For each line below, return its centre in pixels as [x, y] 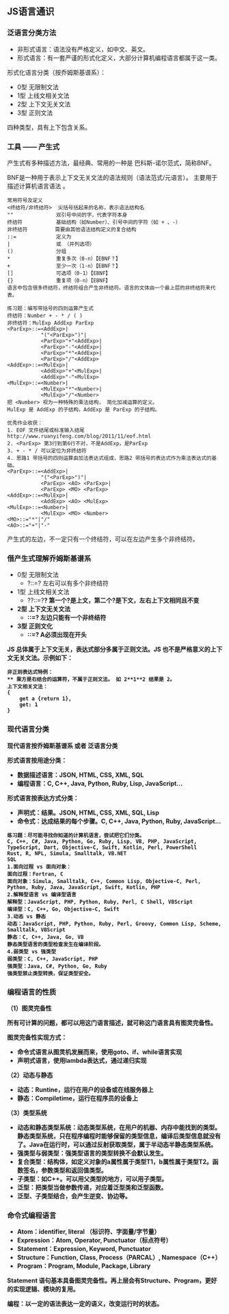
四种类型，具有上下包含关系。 [49, 127]
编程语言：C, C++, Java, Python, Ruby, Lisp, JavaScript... [100, 783]
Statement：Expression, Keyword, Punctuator [84, 1249]
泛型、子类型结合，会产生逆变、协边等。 [74, 1196]
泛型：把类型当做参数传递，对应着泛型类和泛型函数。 [92, 1187]
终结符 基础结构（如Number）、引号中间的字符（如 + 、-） [94, 222]
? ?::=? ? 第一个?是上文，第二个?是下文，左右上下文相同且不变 [113, 600]
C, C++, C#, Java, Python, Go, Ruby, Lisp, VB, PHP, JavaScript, [102, 841]
